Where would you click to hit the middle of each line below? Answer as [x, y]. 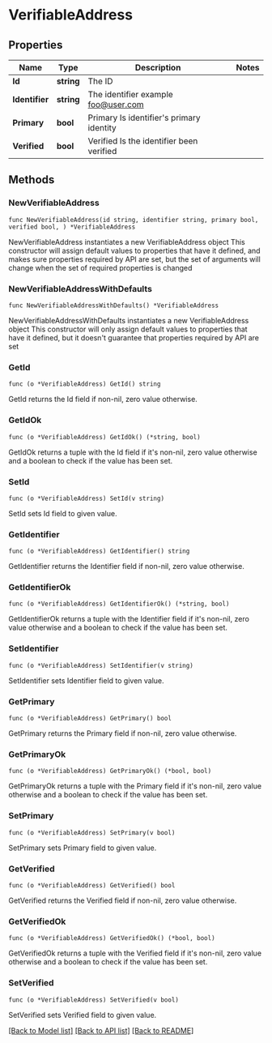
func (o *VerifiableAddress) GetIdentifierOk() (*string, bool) [119, 604]
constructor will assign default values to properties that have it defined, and [134, 250]
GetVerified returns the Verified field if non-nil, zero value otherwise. [123, 900]
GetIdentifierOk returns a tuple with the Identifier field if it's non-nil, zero [129, 619]
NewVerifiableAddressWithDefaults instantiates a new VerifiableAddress [129, 320]
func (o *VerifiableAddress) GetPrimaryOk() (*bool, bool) [110, 772]
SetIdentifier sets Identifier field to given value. [86, 680]
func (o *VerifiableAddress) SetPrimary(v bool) [92, 832]
